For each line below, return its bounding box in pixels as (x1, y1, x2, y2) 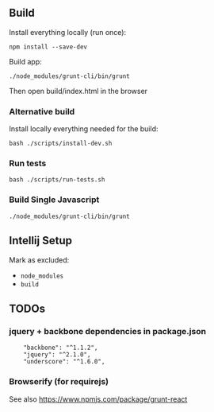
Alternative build (9, 106, 75, 117)
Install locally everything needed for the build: (9, 124, 159, 134)
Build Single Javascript (9, 194, 100, 205)
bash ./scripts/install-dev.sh (9, 139, 113, 148)
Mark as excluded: (9, 255, 70, 265)
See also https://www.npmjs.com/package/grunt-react (9, 394, 188, 404)
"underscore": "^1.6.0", (23, 358, 105, 366)
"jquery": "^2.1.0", (23, 351, 91, 359)
